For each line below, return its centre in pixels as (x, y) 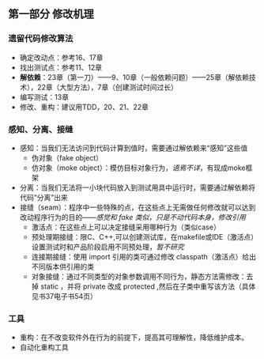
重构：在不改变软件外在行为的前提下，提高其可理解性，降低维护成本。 (134, 338)
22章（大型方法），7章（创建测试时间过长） (107, 87)
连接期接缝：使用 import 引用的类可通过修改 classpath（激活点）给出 (144, 256)
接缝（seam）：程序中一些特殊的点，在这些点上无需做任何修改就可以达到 (138, 207)
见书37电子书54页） (64, 296)
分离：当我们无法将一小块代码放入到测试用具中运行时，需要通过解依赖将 (137, 187)
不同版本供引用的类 (63, 266)
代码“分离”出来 (44, 197)
